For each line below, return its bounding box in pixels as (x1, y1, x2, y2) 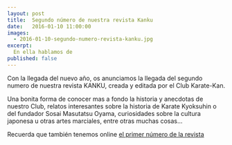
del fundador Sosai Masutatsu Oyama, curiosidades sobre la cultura (7, 109, 201, 117)
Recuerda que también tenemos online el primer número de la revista (7, 130, 204, 138)
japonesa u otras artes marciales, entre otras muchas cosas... (7, 117, 183, 125)
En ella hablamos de (13, 49, 73, 56)
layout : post (7, 10, 45, 17)
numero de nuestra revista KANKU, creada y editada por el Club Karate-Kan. (7, 81, 226, 90)
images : (7, 29, 30, 37)
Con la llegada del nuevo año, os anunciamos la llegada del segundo (7, 74, 203, 82)
